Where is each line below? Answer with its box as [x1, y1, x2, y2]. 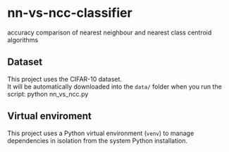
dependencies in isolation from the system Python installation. [7, 136, 188, 145]
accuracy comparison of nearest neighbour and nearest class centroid [7, 28, 212, 37]
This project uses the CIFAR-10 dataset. [7, 75, 122, 83]
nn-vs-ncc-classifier [7, 5, 132, 21]
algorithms [7, 35, 39, 44]
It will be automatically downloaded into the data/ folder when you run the [7, 82, 222, 91]
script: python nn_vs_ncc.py [7, 89, 89, 98]
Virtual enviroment [7, 110, 92, 122]
